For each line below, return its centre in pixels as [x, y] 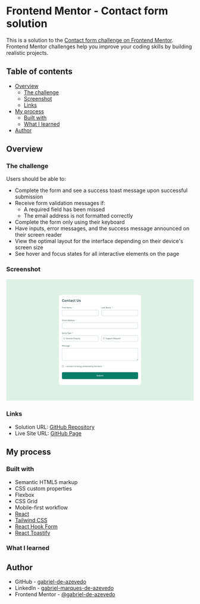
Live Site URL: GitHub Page [48, 433]
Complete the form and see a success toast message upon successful [101, 191]
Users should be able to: [36, 179]
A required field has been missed [64, 209]
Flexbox [24, 495]
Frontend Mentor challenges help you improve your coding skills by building [99, 47]
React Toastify [32, 532]
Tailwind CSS [31, 520]
